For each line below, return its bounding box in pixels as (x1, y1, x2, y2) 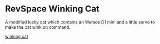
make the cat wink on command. (5, 24, 71, 30)
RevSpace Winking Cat (5, 3, 100, 14)
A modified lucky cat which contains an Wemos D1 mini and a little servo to (5, 19, 155, 25)
